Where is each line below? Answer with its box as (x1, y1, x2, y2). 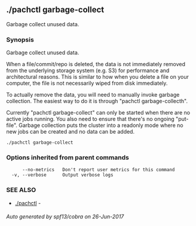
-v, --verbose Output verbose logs (11, 172, 114, 178)
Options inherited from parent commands (6, 153, 130, 162)
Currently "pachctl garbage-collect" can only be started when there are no (6, 109, 190, 116)
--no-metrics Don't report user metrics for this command (22, 167, 175, 173)
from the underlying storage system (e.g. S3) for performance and (6, 67, 170, 74)
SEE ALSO (6, 186, 36, 194)
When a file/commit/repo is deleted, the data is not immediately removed (6, 61, 186, 68)
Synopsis (6, 35, 34, 44)
